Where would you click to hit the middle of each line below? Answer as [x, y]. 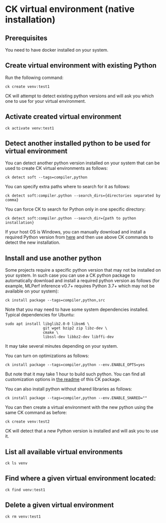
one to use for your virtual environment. [46, 101]
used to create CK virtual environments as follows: [56, 168]
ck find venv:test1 [25, 490]
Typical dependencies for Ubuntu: [40, 315]
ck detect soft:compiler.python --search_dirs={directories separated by [83, 196]
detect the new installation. [33, 242]
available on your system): [32, 291]
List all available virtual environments [64, 452]
